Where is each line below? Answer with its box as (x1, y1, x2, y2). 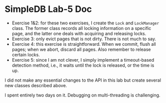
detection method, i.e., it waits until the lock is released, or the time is (11, 62, 155, 68)
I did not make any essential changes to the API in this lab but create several (4, 77, 162, 83)
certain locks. (11, 51, 40, 58)
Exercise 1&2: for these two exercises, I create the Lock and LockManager (11, 20, 160, 26)
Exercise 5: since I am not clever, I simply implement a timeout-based (11, 57, 155, 63)
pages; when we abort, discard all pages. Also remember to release (11, 46, 151, 52)
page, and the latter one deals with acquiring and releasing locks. (11, 30, 147, 36)
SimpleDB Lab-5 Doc (4, 3, 92, 15)
